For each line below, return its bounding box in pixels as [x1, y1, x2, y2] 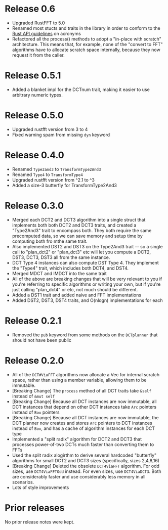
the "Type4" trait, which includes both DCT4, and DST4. [12, 265, 129, 271]
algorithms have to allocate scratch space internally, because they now [12, 47, 160, 53]
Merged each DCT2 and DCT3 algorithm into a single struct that [12, 216, 146, 223]
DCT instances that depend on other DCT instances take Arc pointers [12, 404, 157, 410]
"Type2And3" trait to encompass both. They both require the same [12, 227, 152, 233]
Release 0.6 [5, 3, 56, 15]
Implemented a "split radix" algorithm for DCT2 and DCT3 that [12, 436, 142, 442]
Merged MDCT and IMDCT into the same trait [12, 270, 107, 276]
